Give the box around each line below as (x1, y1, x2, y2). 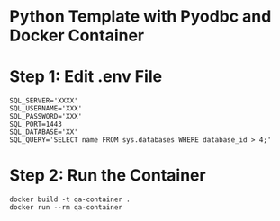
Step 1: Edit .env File (9, 66, 163, 87)
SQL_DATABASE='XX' (9, 128, 78, 137)
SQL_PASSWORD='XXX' (9, 112, 83, 121)
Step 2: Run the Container (9, 165, 206, 186)
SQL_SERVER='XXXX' (9, 96, 78, 105)
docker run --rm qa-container (9, 203, 123, 212)
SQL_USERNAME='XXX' (9, 104, 83, 113)
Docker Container (9, 25, 145, 46)
